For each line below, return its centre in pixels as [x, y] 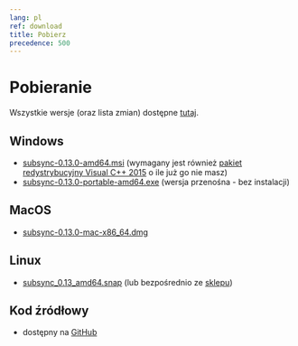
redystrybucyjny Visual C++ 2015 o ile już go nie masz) [125, 172]
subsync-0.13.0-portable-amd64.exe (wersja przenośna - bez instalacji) [156, 182]
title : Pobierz [38, 34]
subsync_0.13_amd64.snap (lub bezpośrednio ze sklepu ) [127, 282]
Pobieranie [51, 88]
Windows [37, 141]
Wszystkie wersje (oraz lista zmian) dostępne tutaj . [104, 113]
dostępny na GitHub [60, 332]
